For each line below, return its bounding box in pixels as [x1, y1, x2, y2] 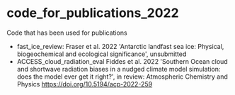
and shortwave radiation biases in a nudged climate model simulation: [16, 65, 221, 73]
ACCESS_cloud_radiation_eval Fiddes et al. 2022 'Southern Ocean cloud [16, 57, 228, 65]
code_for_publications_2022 [6, 5, 179, 21]
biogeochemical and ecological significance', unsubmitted [16, 50, 187, 58]
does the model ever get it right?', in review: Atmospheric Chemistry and [16, 72, 228, 81]
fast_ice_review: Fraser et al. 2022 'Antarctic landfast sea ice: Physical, [16, 42, 224, 50]
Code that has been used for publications [6, 28, 128, 37]
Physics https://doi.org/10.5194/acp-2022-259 [16, 79, 153, 88]
